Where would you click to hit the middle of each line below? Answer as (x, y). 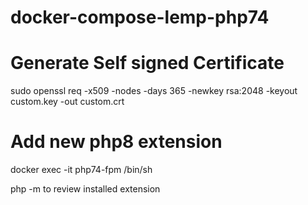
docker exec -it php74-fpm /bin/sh (81, 170)
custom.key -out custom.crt (67, 102)
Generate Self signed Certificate (147, 63)
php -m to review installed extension (85, 189)
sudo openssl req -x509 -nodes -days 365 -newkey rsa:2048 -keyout (154, 91)
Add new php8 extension (116, 142)
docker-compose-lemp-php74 (140, 17)
